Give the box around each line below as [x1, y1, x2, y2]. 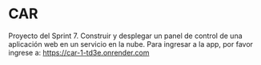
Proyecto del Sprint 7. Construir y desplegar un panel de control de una [8, 31, 243, 40]
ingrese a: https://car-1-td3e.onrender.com [8, 48, 150, 57]
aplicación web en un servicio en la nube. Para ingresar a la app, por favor [8, 39, 254, 48]
